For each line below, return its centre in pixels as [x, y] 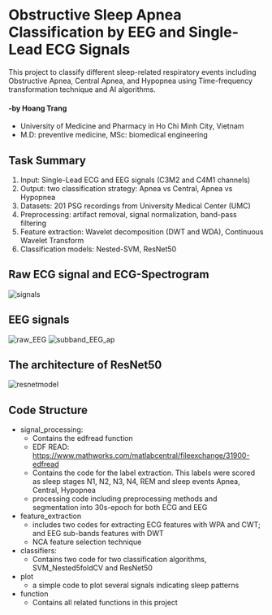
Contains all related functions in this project [105, 603]
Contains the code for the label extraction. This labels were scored [144, 473]
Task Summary [47, 160]
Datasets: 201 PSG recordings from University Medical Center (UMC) [136, 206]
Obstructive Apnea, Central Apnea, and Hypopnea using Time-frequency [131, 81]
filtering [33, 223]
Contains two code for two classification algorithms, [119, 560]
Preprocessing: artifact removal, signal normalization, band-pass [128, 214]
